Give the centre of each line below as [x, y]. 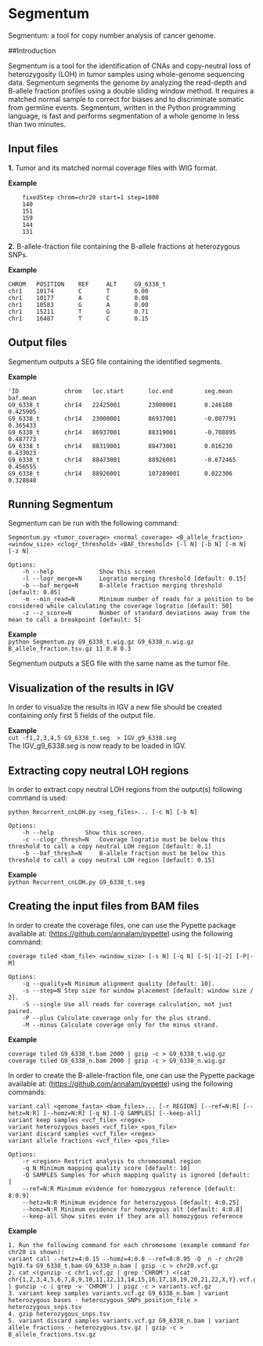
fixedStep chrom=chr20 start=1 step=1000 [90, 197]
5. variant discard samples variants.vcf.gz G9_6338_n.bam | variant [124, 1320]
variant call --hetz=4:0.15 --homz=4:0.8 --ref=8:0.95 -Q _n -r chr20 [126, 1259]
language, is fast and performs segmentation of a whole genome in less [124, 115]
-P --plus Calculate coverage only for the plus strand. [117, 1018]
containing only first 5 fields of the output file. [82, 716]
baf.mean [22, 398]
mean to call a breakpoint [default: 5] [75, 620]
